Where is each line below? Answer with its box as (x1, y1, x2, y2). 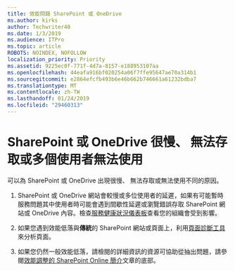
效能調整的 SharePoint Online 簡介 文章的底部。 (23, 256, 160, 264)
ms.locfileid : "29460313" (7, 102, 83, 109)
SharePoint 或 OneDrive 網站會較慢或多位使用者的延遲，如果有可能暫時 (17, 191, 224, 199)
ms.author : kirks (7, 17, 58, 24)
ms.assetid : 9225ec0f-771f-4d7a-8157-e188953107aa (7, 62, 159, 70)
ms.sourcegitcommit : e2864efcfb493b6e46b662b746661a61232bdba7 (7, 75, 197, 83)
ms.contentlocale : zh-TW (7, 88, 80, 95)
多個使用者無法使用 (32, 152, 144, 168)
